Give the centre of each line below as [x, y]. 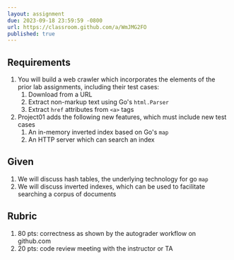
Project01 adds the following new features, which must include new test [122, 117]
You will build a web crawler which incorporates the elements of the [116, 79]
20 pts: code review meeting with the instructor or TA [95, 248]
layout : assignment [36, 14]
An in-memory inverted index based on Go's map [98, 132]
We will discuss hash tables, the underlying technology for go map [113, 179]
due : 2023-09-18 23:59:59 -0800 [55, 21]
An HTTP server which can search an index [91, 140]
